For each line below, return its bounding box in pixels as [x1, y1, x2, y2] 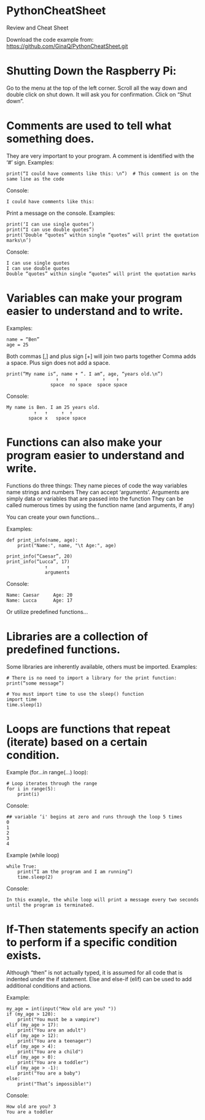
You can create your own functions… [6, 513, 100, 521]
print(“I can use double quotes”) [6, 227, 95, 233]
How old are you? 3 [6, 1103, 56, 1110]
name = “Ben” [6, 336, 40, 343]
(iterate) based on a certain [6, 735, 148, 749]
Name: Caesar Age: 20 [6, 592, 72, 598]
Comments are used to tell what [6, 119, 172, 133]
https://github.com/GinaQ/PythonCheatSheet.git [6, 42, 128, 50]
